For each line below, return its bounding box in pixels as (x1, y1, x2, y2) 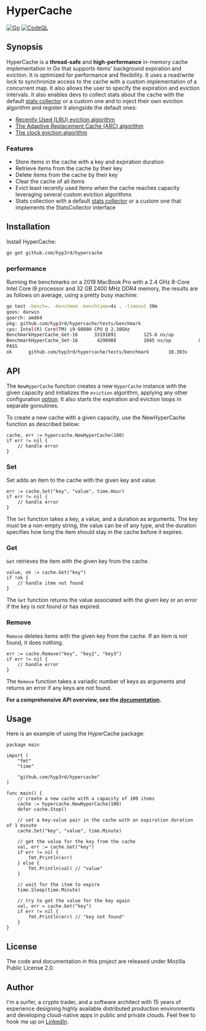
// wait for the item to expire (17, 882, 100, 888)
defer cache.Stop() (17, 806, 67, 813)
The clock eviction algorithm (15, 128, 88, 136)
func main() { (6, 790, 43, 796)
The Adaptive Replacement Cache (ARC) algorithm (15, 122, 144, 130)
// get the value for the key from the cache (17, 839, 136, 845)
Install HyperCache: (6, 238, 56, 245)
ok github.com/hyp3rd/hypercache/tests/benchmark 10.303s (6, 349, 188, 355)
